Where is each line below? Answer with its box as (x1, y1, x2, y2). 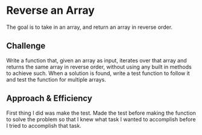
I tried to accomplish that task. (6, 122, 81, 129)
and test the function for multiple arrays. (6, 76, 107, 83)
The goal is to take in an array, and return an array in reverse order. (6, 23, 173, 31)
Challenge (6, 41, 46, 51)
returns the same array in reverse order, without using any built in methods (6, 63, 192, 70)
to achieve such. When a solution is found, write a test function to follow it (6, 70, 190, 77)
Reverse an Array (6, 4, 95, 17)
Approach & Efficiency (6, 94, 92, 104)
